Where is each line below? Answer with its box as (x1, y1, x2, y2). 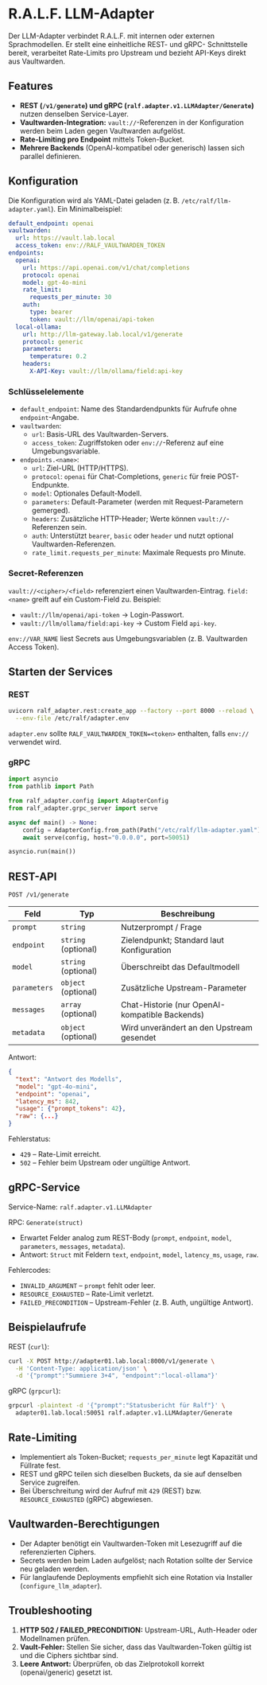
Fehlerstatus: (8, 1134, 52, 1144)
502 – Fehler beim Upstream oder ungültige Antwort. (19, 1158, 191, 1168)
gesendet (120, 1032, 157, 1043)
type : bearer (29, 308, 73, 317)
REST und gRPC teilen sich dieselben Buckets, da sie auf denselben (19, 1469, 242, 1478)
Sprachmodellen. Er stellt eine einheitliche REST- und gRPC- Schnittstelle (8, 39, 248, 49)
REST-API (8, 870, 57, 883)
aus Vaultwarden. (8, 56, 66, 66)
